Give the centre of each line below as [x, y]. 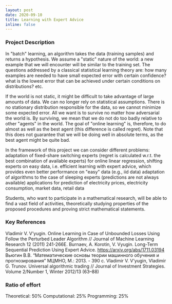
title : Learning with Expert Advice [44, 20]
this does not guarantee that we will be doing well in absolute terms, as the [84, 135]
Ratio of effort [23, 284]
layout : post [19, 10]
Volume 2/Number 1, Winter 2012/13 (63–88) [52, 271]
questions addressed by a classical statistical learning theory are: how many [86, 70]
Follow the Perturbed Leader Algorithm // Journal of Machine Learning [80, 239]
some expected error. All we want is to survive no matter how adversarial [83, 112]
